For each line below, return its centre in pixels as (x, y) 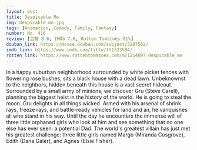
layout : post (22, 11)
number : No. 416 (26, 34)
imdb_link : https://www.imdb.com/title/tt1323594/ (69, 50)
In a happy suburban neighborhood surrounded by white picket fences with (98, 72)
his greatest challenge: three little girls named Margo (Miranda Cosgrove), (96, 134)
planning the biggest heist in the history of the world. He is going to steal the (99, 97)
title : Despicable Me (33, 17)
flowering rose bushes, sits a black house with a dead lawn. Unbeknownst (96, 78)
